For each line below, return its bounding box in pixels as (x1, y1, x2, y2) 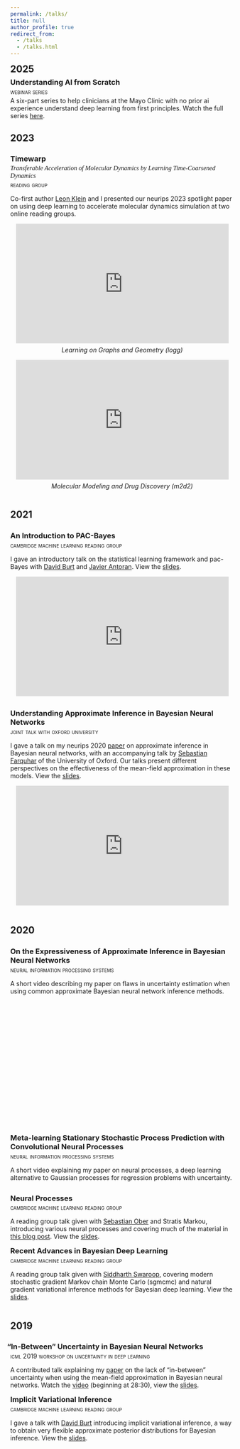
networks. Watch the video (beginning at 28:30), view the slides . (10, 1381, 200, 1389)
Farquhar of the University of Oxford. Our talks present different (10, 756, 197, 765)
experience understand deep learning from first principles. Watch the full (10, 104, 224, 113)
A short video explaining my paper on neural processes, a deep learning (10, 1166, 222, 1174)
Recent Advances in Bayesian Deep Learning (10, 1246, 168, 1256)
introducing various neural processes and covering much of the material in (10, 1225, 229, 1233)
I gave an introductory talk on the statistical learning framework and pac (10, 555, 221, 563)
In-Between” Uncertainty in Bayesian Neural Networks (11, 1341, 204, 1351)
